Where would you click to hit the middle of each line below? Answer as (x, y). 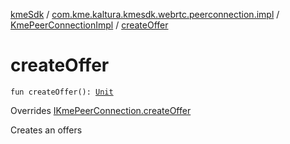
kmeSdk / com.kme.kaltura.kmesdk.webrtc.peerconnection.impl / (145, 14)
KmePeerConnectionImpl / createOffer (89, 25)
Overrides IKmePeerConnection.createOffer (101, 110)
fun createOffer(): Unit (62, 92)
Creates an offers (46, 130)
